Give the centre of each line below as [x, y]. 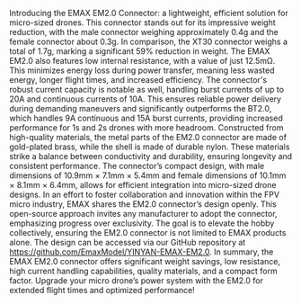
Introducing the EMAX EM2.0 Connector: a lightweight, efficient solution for [149, 13]
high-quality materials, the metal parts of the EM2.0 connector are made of [148, 137]
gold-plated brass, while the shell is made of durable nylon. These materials [150, 147]
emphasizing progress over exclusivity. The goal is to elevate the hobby [142, 223]
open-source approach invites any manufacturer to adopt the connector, [143, 214]
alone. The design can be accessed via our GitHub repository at [128, 242]
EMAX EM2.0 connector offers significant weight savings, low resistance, [145, 261]
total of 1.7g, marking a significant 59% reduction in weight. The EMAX [140, 51]
